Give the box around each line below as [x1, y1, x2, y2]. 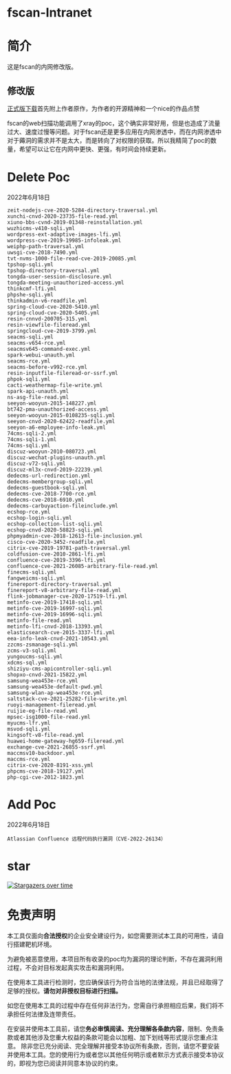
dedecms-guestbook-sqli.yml [7, 484, 88, 491]
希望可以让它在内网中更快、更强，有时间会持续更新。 [19, 145, 170, 153]
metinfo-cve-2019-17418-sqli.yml [7, 598, 103, 606]
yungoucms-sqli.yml [7, 653, 63, 660]
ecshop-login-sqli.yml [7, 514, 72, 521]
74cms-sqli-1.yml [7, 436, 57, 443]
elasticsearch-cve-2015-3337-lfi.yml [7, 629, 115, 636]
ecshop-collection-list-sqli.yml [7, 520, 103, 527]
